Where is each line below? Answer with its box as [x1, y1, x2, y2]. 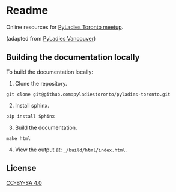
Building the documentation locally [6, 52, 140, 63]
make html [6, 135, 31, 141]
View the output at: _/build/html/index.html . [14, 146, 127, 153]
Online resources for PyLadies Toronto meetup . [6, 23, 124, 31]
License [6, 163, 37, 173]
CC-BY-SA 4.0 [6, 179, 42, 186]
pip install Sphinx [6, 113, 55, 120]
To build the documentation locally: [6, 68, 93, 75]
